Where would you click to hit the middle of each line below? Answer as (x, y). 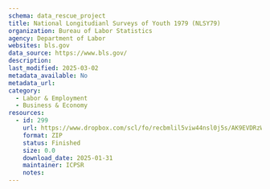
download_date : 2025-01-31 (68, 158)
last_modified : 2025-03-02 (53, 68)
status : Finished (52, 143)
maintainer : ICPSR (53, 166)
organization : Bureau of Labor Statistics (80, 31)
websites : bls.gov (39, 46)
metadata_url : (32, 83)
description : (30, 61)
